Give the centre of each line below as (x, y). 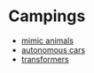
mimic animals (47, 40)
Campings (47, 16)
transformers (45, 59)
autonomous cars (53, 49)
